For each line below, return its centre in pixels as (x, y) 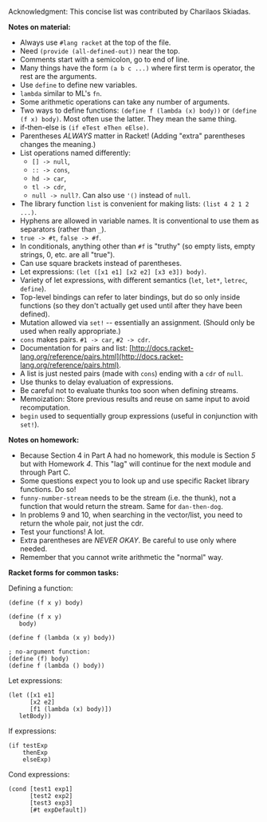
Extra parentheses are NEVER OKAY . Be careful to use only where (128, 540)
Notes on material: (39, 27)
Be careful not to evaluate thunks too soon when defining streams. (129, 390)
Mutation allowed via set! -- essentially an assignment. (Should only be (137, 322)
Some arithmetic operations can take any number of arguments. (125, 102)
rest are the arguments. (58, 76)
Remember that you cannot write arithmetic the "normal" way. (121, 557)
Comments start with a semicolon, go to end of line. (104, 60)
